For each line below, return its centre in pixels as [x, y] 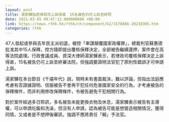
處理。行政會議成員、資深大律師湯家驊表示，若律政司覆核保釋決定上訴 [91, 56]
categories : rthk [23, 28]
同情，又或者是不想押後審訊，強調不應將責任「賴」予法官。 [67, 114]
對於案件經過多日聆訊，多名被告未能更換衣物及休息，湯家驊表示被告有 [78, 102]
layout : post [19, 10]
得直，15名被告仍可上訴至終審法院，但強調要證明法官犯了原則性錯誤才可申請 [84, 62]
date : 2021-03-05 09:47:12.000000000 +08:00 [53, 19]
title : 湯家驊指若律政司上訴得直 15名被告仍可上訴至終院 [58, 14]
